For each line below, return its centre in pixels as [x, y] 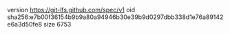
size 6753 [57, 24]
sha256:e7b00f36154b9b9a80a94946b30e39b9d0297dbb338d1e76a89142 [115, 17]
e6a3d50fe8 [25, 24]
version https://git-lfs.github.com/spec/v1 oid [71, 10]
